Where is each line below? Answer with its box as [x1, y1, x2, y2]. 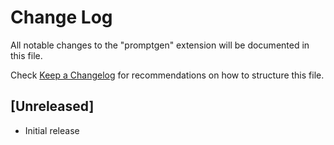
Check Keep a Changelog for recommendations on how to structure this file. [10, 69, 325, 81]
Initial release [24, 124, 80, 136]
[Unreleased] [10, 98, 95, 115]
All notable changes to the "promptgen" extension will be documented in [10, 39, 310, 51]
